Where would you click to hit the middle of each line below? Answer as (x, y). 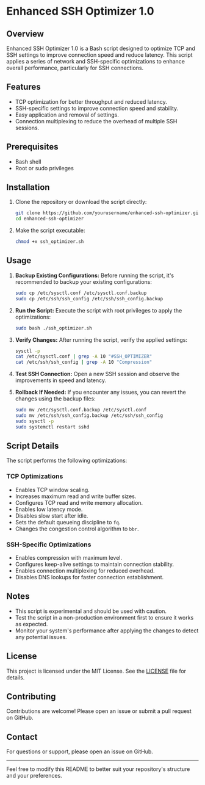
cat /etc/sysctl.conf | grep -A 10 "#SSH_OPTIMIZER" (84, 356)
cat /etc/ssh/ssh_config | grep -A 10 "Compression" (84, 362)
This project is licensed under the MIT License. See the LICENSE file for (96, 671)
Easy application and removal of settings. (67, 115)
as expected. (31, 624)
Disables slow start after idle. (52, 515)
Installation (28, 187)
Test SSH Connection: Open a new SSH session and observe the (97, 374)
